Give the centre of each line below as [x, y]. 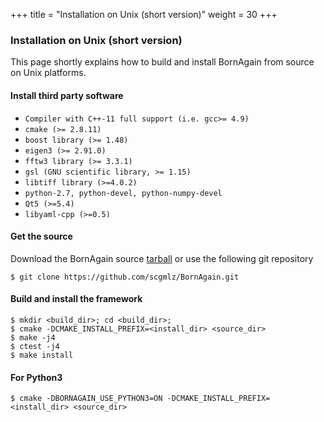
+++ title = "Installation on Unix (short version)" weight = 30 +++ [144, 14]
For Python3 [36, 377]
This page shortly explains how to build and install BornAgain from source [162, 62]
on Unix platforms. [48, 73]
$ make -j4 [33, 337]
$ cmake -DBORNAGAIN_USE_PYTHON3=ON [86, 399]
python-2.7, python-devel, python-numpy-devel [123, 193]
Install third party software [67, 95]
